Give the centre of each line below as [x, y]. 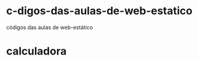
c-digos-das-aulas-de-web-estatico [100, 11]
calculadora [37, 51]
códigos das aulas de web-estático [49, 27]
